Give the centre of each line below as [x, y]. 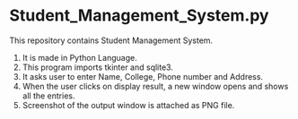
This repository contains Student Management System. [111, 40]
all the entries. [48, 96]
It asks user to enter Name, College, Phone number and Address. [142, 76]
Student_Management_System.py [139, 16]
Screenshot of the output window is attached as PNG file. [128, 105]
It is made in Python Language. [79, 57]
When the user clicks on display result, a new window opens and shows [155, 86]
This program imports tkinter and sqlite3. [97, 67]
